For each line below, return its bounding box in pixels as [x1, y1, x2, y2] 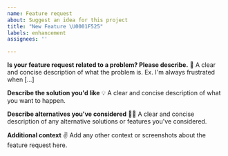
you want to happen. [7, 97, 66, 105]
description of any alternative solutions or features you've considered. [7, 117, 207, 126]
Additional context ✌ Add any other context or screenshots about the [7, 131, 206, 139]
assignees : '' [7, 36, 48, 43]
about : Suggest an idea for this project [7, 17, 129, 23]
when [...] [7, 75, 35, 84]
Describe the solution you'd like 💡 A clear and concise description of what [7, 89, 221, 97]
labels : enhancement [7, 29, 67, 37]
